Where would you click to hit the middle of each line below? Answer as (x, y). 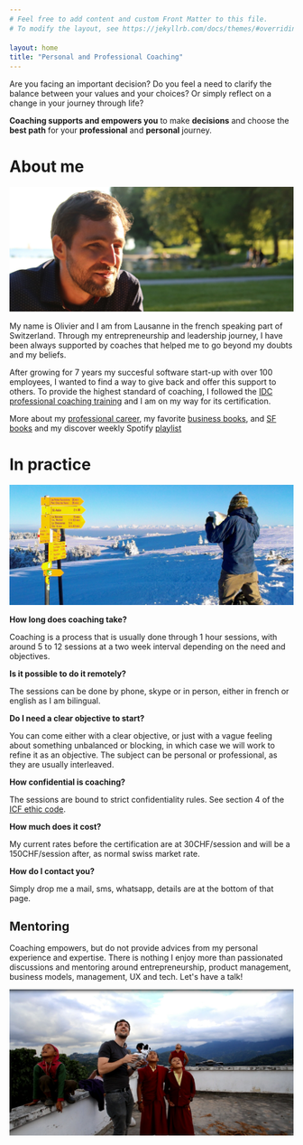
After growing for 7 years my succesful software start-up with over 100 (141, 372)
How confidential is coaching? (68, 782)
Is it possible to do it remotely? (68, 674)
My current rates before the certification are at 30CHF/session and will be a (150, 843)
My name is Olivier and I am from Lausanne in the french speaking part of (146, 326)
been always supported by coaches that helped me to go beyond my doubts (151, 345)
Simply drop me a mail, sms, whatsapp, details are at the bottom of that (142, 889)
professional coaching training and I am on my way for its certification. (140, 401)
